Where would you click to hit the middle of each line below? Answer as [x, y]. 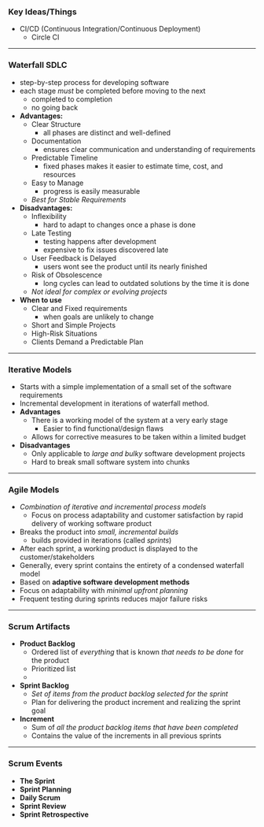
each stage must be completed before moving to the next [112, 91]
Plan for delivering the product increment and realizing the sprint [136, 703]
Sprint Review [43, 806]
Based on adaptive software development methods [104, 582]
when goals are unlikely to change [99, 317]
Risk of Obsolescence [67, 275]
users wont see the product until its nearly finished [125, 266]
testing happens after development [100, 241]
